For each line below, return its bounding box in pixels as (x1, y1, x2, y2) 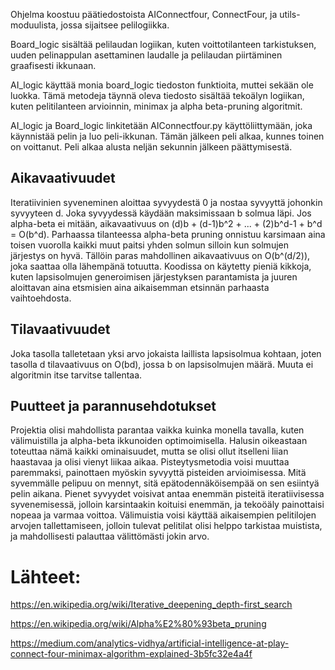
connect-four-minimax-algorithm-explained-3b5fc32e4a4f (10, 648, 253, 660)
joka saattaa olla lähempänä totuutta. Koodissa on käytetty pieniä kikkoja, (10, 260, 312, 272)
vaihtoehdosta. (10, 292, 72, 304)
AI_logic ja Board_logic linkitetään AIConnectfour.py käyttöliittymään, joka (10, 120, 313, 131)
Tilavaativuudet (10, 321, 111, 338)
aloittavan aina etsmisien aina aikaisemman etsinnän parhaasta (10, 281, 270, 293)
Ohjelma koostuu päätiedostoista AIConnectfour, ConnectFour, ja (10, 9, 278, 20)
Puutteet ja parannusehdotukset (10, 398, 217, 415)
